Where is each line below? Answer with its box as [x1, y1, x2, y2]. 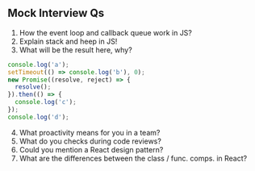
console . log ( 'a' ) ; [7, 60, 69, 69]
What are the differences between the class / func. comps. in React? [19, 153, 248, 163]
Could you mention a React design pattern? [19, 144, 164, 154]
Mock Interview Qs [7, 6, 105, 20]
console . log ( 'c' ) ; [15, 98, 77, 106]
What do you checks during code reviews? [19, 136, 162, 146]
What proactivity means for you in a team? [19, 127, 161, 137]
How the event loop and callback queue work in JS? [19, 27, 193, 37]
